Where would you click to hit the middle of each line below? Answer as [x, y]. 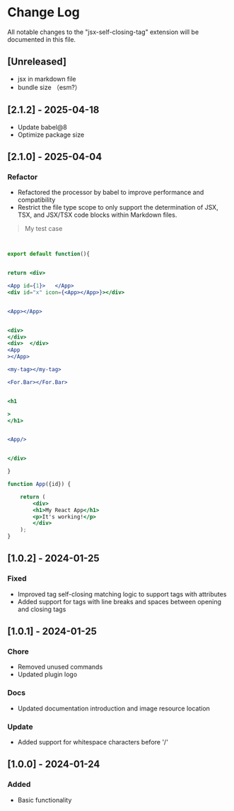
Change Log [43, 12]
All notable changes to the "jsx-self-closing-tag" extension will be [103, 32]
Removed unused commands [60, 667]
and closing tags [42, 609]
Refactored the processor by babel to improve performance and [111, 193]
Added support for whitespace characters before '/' [93, 742]
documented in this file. [42, 39]
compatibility [36, 200]
